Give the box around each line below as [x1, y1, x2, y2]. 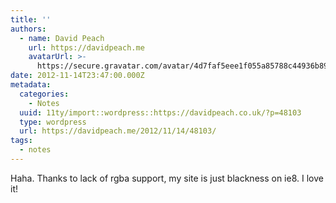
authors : [10, 24, 47, 34]
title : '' [10, 14, 52, 25]
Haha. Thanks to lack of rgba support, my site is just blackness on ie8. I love [10, 172, 324, 184]
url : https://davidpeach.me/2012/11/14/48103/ [19, 126, 217, 136]
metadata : [10, 80, 52, 90]
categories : [19, 89, 70, 99]
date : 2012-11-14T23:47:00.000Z [10, 71, 145, 81]
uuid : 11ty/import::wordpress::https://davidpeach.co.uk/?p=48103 [19, 107, 302, 118]
